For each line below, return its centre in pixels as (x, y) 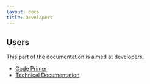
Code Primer (31, 69)
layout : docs (23, 12)
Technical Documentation (47, 75)
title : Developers (30, 18)
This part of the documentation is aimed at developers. (75, 57)
